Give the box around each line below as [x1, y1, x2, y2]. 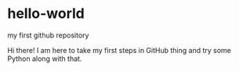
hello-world [7, 5, 85, 23]
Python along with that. [7, 54, 82, 63]
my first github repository [7, 30, 89, 40]
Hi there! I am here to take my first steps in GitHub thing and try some [7, 45, 232, 55]
